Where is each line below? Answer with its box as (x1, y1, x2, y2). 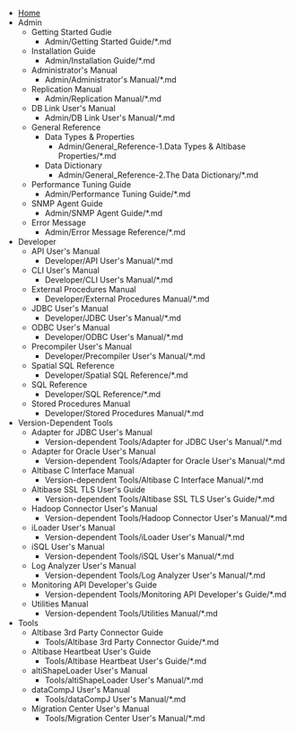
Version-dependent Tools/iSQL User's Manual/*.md (44, 551, 235, 562)
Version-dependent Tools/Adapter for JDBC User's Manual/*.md (44, 437, 283, 447)
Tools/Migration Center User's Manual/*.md (44, 713, 205, 723)
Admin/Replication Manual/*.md (44, 93, 161, 104)
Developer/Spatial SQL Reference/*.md (44, 370, 188, 380)
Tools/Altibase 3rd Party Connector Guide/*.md (44, 637, 220, 647)
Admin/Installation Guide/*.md (44, 56, 155, 65)
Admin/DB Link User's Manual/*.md (44, 112, 176, 123)
